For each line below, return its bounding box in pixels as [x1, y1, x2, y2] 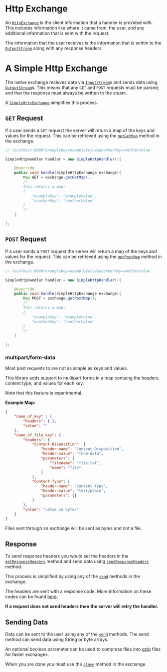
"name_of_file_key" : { [14, 432, 61, 437]
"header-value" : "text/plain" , [40, 488, 106, 493]
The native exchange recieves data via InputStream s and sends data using [5, 79, 158, 85]
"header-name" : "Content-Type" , [40, 483, 108, 489]
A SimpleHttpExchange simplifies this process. [5, 99, 98, 105]
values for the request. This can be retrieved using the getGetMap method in [5, 132, 160, 138]
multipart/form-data [5, 353, 56, 360]
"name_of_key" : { [14, 414, 52, 419]
